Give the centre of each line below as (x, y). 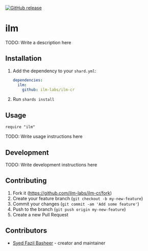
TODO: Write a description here (38, 42)
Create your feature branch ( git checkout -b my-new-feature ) (78, 198)
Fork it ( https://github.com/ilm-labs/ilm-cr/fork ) (62, 193)
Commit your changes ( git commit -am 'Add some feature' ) (76, 204)
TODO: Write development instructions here (51, 165)
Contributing (26, 181)
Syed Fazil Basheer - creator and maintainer (59, 243)
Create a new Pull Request (41, 214)
